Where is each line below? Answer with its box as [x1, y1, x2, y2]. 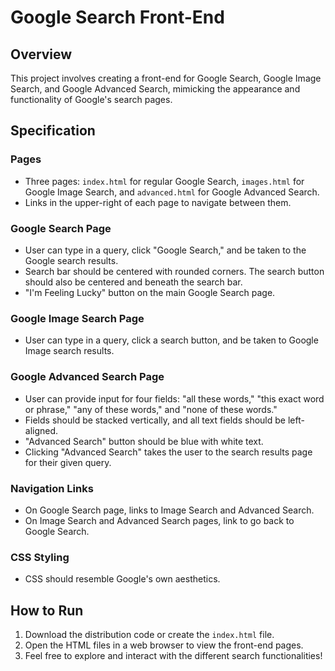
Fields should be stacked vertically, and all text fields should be [24, 414, 286, 426]
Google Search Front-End [10, 6, 225, 29]
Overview [10, 46, 73, 63]
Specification [10, 122, 96, 140]
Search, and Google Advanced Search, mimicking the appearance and [10, 83, 301, 95]
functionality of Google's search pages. [10, 94, 173, 105]
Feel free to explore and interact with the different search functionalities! [24, 649, 323, 661]
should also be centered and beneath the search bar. [24, 276, 243, 288]
